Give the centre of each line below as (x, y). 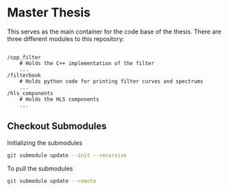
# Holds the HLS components (59, 99)
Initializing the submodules (45, 142)
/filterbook (24, 75)
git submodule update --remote (52, 181)
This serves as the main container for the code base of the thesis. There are (114, 31)
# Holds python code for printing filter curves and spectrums (112, 81)
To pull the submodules (40, 168)
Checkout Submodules (57, 126)
